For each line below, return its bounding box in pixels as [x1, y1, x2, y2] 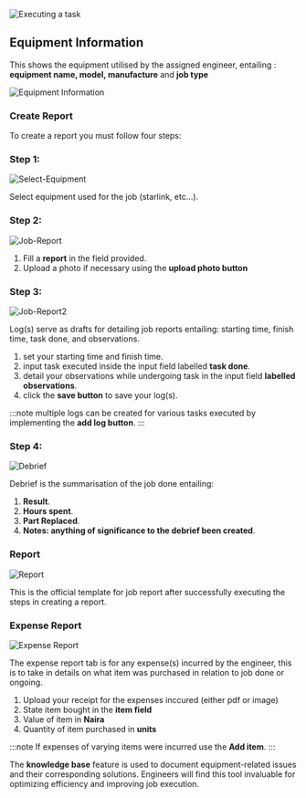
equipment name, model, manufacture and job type [9, 68, 208, 79]
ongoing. [9, 677, 43, 688]
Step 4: [9, 439, 43, 452]
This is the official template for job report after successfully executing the [9, 586, 286, 597]
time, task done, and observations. [9, 333, 140, 344]
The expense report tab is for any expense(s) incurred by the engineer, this [9, 657, 292, 668]
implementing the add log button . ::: [9, 417, 145, 428]
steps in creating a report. [9, 596, 107, 607]
